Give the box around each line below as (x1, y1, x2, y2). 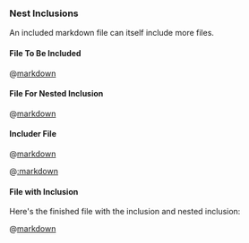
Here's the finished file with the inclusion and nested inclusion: (9, 206, 241, 217)
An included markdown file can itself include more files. (9, 28, 215, 38)
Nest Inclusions (9, 7, 79, 20)
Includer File (9, 129, 56, 139)
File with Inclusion (9, 186, 79, 197)
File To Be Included (9, 47, 82, 58)
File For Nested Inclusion (9, 88, 104, 99)
